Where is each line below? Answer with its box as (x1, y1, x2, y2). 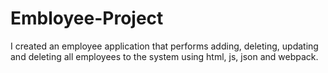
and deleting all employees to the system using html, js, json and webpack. (10, 50, 319, 62)
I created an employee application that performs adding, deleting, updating (10, 40, 319, 52)
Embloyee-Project (10, 7, 164, 30)
